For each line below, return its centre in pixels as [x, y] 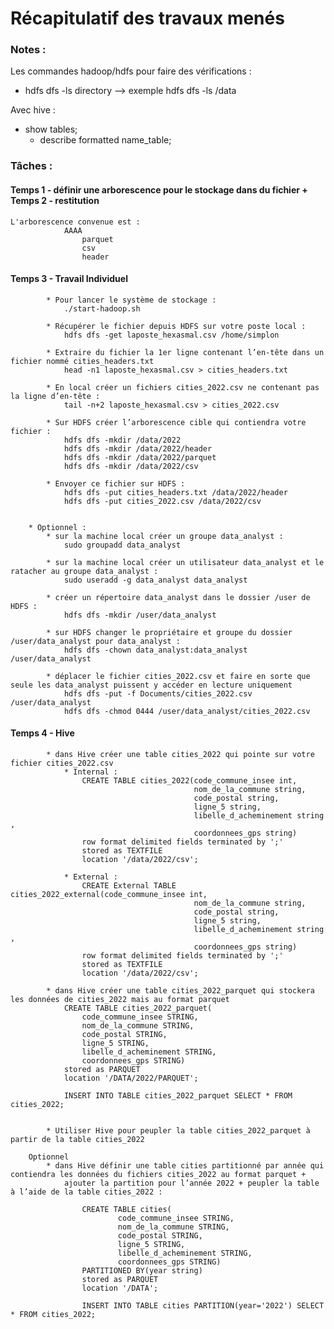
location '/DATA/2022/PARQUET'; [131, 1078]
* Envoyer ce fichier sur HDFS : [116, 483]
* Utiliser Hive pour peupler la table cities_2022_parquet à [178, 1131]
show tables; [51, 129]
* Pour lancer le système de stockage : [131, 300]
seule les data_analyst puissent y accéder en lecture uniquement [151, 685]
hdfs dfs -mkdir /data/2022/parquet [140, 457]
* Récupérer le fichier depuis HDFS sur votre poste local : [176, 326]
